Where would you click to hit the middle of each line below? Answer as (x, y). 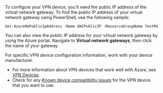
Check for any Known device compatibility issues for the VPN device (81, 80)
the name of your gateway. (32, 46)
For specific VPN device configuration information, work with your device (79, 55)
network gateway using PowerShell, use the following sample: (67, 17)
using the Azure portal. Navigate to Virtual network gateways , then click (79, 40)
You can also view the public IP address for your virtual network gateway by (81, 35)
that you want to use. (33, 85)
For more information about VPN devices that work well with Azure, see (84, 70)
